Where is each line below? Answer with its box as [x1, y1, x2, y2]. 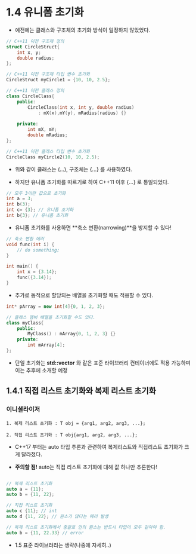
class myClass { [6, 320, 44, 326]
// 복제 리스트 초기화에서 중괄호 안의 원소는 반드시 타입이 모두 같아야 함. [6, 524, 166, 530]
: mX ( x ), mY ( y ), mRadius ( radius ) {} [38, 110, 127, 116]
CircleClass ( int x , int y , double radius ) [27, 104, 135, 111]
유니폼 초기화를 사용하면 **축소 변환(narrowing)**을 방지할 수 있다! [14, 224, 172, 231]
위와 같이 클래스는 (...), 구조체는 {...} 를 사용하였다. [14, 166, 132, 173]
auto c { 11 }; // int [6, 508, 58, 514]
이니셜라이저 [6, 405, 41, 414]
